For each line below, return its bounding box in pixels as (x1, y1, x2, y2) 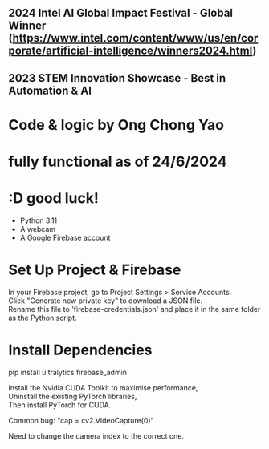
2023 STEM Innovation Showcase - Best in (8, 71, 226, 85)
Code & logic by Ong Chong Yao (8, 115, 225, 134)
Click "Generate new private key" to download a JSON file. (8, 296, 203, 305)
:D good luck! (8, 189, 99, 208)
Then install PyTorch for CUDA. (8, 400, 112, 410)
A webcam (19, 224, 56, 234)
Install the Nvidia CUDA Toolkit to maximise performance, (8, 382, 198, 392)
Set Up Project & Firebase (8, 261, 181, 279)
